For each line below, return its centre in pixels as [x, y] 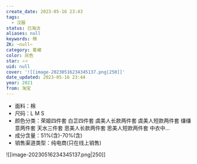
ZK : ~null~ [19, 45]
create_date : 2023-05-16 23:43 [45, 12]
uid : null [18, 66]
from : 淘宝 [19, 88]
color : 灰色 [20, 55]
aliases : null [24, 34]
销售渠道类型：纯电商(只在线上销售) [58, 143]
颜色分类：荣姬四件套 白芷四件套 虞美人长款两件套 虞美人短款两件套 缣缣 [103, 120]
